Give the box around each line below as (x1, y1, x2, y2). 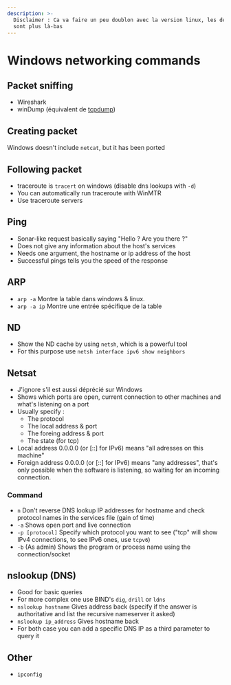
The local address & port (27, 422, 98, 431)
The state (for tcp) (27, 437, 79, 445)
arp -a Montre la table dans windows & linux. (16, 294, 146, 303)
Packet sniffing (7, 80, 74, 91)
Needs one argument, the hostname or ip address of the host (16, 249, 190, 257)
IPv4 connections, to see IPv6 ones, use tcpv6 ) (16, 535, 151, 543)
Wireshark (16, 98, 47, 107)
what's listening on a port (16, 400, 89, 409)
